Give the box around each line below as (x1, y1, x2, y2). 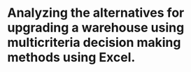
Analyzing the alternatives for (7, 5, 185, 21)
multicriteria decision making (7, 35, 181, 50)
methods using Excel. (7, 50, 136, 66)
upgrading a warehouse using (7, 20, 185, 36)
